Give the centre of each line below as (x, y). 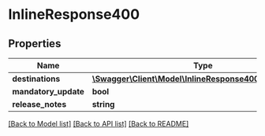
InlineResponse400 (74, 15)
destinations (36, 79)
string (103, 104)
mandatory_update (49, 92)
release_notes (39, 104)
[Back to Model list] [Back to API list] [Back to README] (99, 124)
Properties (35, 44)
